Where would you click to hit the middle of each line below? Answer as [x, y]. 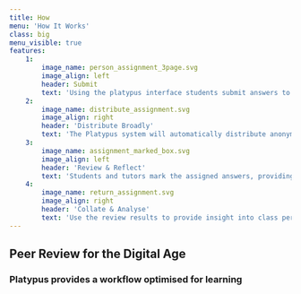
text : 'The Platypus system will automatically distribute [154, 134]
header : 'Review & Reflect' [94, 168]
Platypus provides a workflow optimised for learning [126, 279]
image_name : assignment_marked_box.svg [116, 151]
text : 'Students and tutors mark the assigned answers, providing [168, 176]
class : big [30, 34]
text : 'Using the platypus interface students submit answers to [166, 92]
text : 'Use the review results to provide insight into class [160, 217]
